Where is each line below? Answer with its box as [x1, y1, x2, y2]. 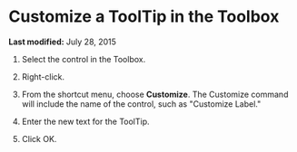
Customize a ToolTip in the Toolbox [8, 6, 280, 27]
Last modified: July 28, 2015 [8, 36, 117, 47]
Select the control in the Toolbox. [21, 53, 146, 64]
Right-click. [21, 71, 65, 82]
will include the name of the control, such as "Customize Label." [21, 98, 262, 109]
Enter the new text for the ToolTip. [21, 116, 151, 127]
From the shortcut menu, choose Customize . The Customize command [21, 89, 289, 100]
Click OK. [21, 133, 57, 144]
